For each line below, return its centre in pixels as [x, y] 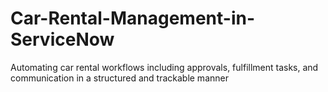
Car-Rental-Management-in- [133, 18]
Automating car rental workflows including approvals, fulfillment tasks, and [164, 67]
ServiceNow [62, 39]
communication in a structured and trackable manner [119, 78]
